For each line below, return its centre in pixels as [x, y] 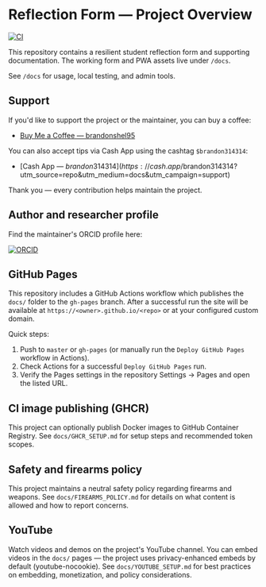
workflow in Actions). [54, 358]
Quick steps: [29, 334]
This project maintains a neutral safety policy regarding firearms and [120, 489]
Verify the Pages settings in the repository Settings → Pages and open [135, 375]
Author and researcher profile [83, 215]
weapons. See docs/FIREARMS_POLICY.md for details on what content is [122, 497]
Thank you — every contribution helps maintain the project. [105, 190]
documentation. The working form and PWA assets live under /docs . [120, 60]
